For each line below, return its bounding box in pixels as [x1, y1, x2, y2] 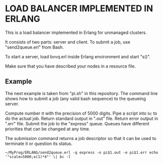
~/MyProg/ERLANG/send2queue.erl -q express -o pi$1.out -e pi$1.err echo [5, 150, 159, 155]
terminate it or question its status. [5, 141, 73, 146]
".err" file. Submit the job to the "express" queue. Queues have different [5, 120, 150, 126]
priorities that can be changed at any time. [5, 126, 90, 132]
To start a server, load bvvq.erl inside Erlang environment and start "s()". [5, 53, 151, 59]
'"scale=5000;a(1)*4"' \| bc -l [5, 154, 71, 159]
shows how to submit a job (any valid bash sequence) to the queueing [5, 95, 146, 101]
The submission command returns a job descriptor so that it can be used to [5, 135, 157, 141]
